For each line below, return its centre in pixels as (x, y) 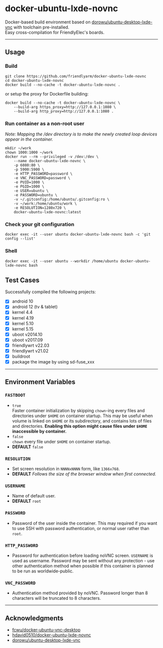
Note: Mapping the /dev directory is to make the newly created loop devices (81, 134)
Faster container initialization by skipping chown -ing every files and (78, 410)
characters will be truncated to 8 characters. (56, 598)
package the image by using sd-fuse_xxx (53, 362)
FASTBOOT (15, 395)
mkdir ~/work (18, 148)
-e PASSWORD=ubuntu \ (35, 195)
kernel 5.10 (23, 323)
